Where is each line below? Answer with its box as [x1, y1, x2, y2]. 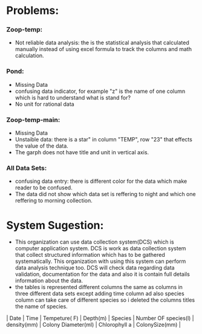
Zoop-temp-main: [6, 115, 60, 124]
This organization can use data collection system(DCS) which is [15, 238, 174, 246]
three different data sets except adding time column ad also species [15, 290, 184, 298]
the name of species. [15, 303, 68, 310]
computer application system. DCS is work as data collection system [15, 245, 186, 252]
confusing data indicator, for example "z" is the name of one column [15, 87, 186, 95]
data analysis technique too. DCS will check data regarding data [15, 264, 175, 271]
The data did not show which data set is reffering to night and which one [15, 191, 196, 198]
